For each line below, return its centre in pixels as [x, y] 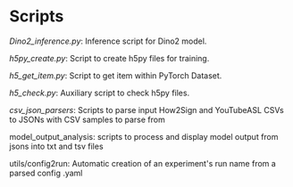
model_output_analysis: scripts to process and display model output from [144, 136]
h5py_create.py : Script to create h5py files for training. [109, 58]
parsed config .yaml [46, 173]
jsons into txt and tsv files [57, 146]
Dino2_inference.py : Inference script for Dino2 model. [108, 41]
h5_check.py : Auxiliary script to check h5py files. [100, 93]
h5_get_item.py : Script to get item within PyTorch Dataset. [116, 75]
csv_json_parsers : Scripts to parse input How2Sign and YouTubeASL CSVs [146, 110]
